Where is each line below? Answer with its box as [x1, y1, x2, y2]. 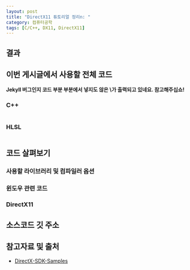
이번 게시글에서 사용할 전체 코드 [6, 70, 113, 79]
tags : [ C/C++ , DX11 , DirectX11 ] [6, 25, 85, 31]
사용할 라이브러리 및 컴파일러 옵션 [6, 167, 95, 175]
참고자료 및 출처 [6, 241, 60, 251]
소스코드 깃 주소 [6, 220, 60, 230]
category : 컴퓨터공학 [6, 19, 53, 25]
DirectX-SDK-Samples [14, 258, 68, 265]
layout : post [6, 8, 38, 15]
